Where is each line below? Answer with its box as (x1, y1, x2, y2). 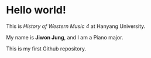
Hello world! (6, 3, 66, 17)
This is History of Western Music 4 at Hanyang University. (6, 23, 146, 30)
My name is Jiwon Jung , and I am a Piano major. (6, 34, 123, 41)
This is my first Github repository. (6, 45, 87, 52)
